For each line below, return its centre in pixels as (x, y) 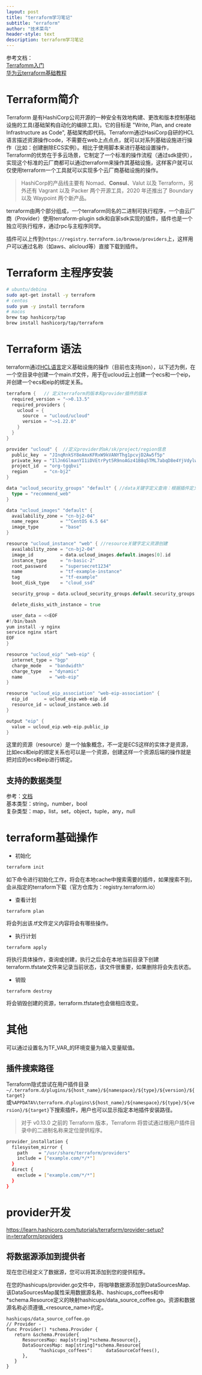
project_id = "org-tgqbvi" (47, 466)
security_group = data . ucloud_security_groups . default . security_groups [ (105, 594)
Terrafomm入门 (25, 65)
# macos (16, 312)
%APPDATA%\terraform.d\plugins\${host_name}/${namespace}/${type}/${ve (103, 1103)
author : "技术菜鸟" (29, 29)
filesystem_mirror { (37, 1147)
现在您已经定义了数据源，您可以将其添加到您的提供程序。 (77, 1272)
